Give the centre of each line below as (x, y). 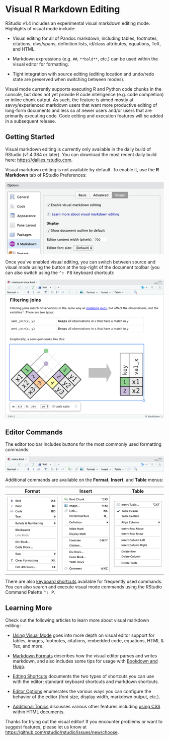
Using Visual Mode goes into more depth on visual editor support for (83, 635)
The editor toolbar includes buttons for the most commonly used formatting (83, 444)
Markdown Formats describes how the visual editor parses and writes (85, 655)
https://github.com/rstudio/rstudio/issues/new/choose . (62, 732)
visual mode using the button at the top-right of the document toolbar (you (82, 267)
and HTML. (24, 49)
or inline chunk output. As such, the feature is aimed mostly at (69, 100)
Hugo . (19, 666)
